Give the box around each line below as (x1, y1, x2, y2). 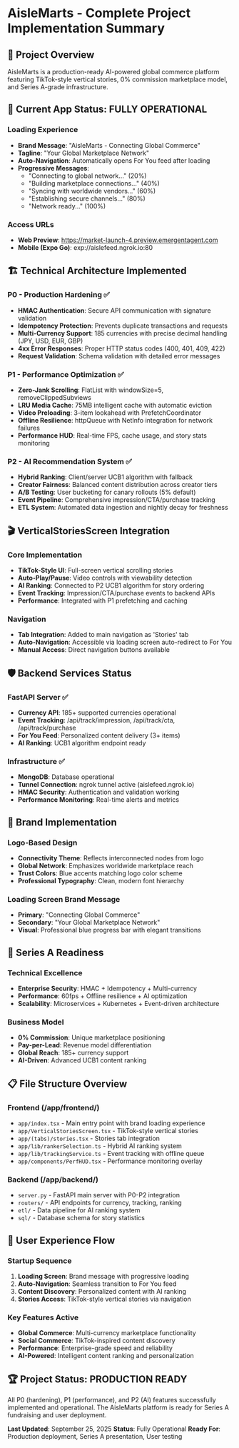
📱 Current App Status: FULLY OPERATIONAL (7, 104, 208, 116)
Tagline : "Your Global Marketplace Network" (17, 149, 150, 157)
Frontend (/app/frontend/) (7, 1102, 100, 1112)
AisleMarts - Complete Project (7, 5, 191, 21)
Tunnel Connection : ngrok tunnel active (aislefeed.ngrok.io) (17, 780, 195, 789)
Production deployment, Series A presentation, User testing (7, 1432, 183, 1440)
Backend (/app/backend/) (7, 1175, 98, 1185)
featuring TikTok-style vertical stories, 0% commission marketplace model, (7, 75, 228, 84)
